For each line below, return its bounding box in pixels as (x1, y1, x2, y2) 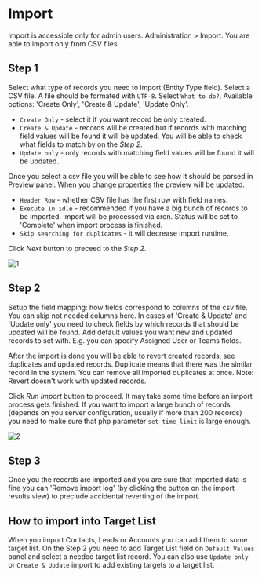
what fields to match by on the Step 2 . (19, 139, 143, 149)
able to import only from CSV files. (8, 38, 120, 48)
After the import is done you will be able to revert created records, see (8, 351, 235, 360)
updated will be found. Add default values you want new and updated (8, 327, 233, 337)
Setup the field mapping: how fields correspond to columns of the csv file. (8, 302, 249, 312)
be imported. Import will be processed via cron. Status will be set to (19, 211, 238, 221)
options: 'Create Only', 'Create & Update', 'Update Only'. (8, 99, 189, 108)
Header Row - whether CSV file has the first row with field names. (19, 195, 228, 204)
